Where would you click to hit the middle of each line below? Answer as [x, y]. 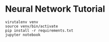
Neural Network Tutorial [55, 9]
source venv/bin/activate [31, 26]
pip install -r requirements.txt [39, 30]
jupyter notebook [23, 35]
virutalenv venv [22, 22]
